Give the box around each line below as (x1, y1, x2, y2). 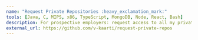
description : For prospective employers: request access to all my (6, 19, 176, 25)
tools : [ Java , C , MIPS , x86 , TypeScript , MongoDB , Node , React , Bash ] (6, 14, 183, 20)
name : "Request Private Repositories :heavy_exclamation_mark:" (6, 8, 167, 15)
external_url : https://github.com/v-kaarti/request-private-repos (6, 25, 173, 31)
